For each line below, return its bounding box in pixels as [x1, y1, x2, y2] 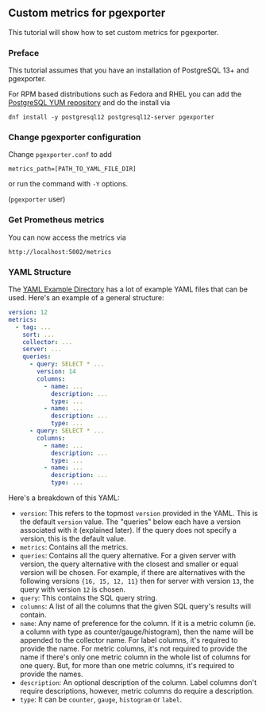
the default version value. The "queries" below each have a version [19, 517, 241, 526]
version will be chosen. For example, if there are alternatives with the [19, 568, 246, 577]
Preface [8, 47, 40, 58]
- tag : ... [15, 323, 52, 331]
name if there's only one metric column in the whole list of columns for [19, 652, 252, 662]
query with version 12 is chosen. [19, 585, 125, 594]
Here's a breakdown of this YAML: [8, 493, 121, 503]
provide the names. [19, 669, 83, 679]
